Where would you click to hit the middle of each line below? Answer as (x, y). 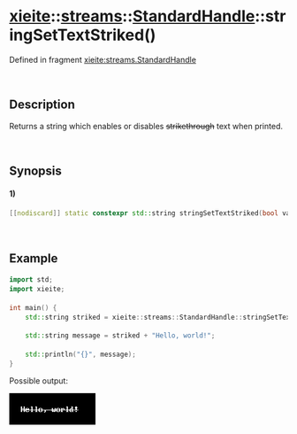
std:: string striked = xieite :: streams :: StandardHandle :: (134, 317)
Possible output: (39, 380)
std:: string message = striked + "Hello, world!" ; (120, 336)
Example (34, 258)
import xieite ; (37, 289)
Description (42, 105)
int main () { (33, 307)
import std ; (31, 280)
